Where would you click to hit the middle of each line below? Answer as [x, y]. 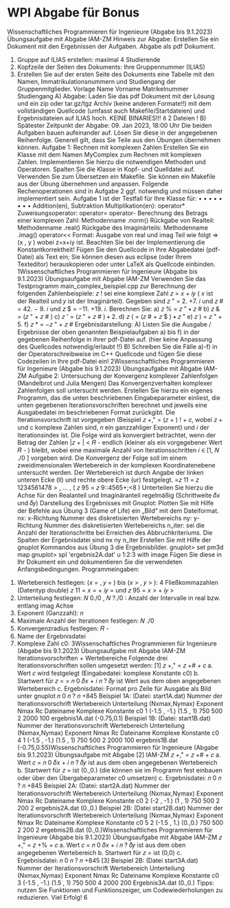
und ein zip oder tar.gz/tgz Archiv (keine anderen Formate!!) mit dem [114, 103]
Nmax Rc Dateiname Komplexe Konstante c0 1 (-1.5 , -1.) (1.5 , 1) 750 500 [120, 711]
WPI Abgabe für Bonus [73, 13]
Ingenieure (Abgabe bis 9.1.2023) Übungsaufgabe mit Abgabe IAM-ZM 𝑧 [119, 837]
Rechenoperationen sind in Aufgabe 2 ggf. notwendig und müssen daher [120, 191]
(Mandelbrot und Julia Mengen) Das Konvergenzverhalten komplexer [115, 383]
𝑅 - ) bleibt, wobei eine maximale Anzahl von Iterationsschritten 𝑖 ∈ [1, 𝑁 [118, 450]
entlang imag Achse [45, 606]
